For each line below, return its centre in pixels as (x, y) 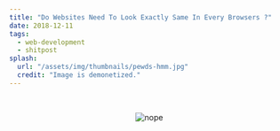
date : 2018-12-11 (41, 26)
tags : (19, 34)
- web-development (52, 42)
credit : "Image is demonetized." (79, 75)
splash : (24, 58)
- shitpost (37, 50)
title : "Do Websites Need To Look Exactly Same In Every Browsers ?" (141, 17)
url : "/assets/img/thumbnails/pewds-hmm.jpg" (103, 67)
